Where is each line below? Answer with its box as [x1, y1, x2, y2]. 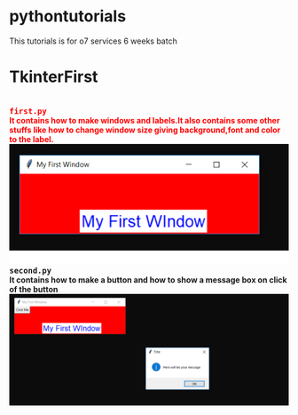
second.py [9, 265, 51, 275]
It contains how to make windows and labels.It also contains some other [9, 115, 280, 125]
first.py [9, 106, 47, 116]
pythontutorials [9, 6, 127, 27]
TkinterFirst [9, 67, 98, 87]
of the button [9, 283, 59, 294]
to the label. [9, 133, 54, 144]
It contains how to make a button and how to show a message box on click [9, 274, 287, 285]
